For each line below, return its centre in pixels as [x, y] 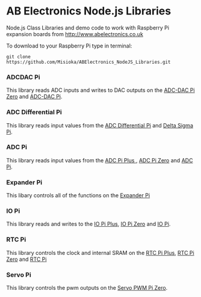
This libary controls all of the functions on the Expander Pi [78, 195]
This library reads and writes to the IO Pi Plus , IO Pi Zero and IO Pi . [88, 224]
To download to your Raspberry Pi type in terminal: [69, 46]
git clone [19, 57]
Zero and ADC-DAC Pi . [34, 97]
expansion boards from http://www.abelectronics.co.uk [75, 34]
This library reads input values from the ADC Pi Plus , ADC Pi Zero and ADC [100, 160]
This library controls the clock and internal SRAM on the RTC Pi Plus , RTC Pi [100, 253]
